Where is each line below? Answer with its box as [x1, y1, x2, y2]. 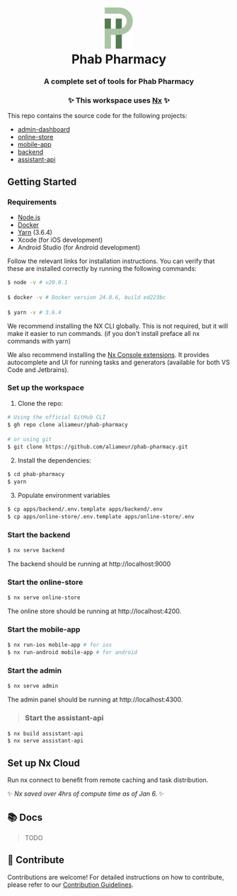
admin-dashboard [17, 125, 71, 134]
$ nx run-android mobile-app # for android [7, 649, 138, 656]
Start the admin [7, 665, 62, 675]
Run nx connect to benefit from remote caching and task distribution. [7, 776, 209, 784]
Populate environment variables [17, 491, 110, 499]
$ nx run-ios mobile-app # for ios [7, 641, 112, 648]
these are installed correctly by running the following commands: [7, 264, 197, 273]
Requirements [7, 197, 57, 206]
